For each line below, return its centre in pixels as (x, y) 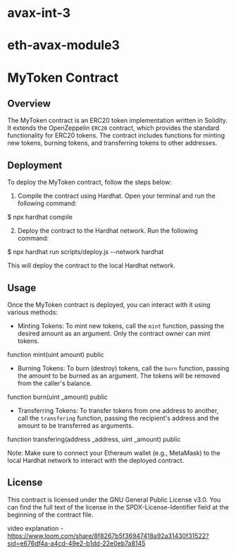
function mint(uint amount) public (56, 355)
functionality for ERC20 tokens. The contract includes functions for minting (116, 136)
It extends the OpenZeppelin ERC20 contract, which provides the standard (113, 128)
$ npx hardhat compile (40, 217)
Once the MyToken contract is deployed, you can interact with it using (109, 305)
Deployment (35, 165)
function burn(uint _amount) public (57, 397)
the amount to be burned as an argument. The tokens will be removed (119, 376)
